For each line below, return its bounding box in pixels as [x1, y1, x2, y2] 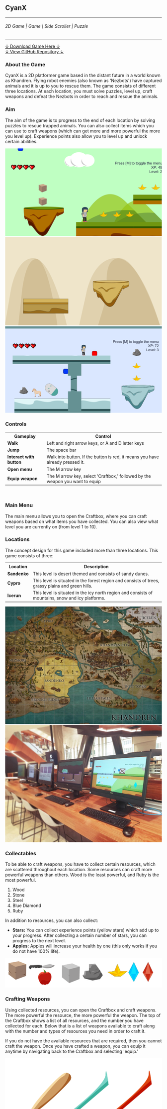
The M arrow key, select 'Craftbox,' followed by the [46, 473, 151, 479]
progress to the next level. [12, 938, 66, 944]
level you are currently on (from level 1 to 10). [5, 523, 97, 529]
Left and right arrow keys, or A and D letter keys [46, 440, 144, 446]
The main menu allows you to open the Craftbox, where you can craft [5, 513, 147, 519]
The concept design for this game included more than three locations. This [5, 547, 158, 553]
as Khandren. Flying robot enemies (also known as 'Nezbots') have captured [5, 78, 162, 84]
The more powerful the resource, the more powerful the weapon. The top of [5, 1012, 161, 1018]
